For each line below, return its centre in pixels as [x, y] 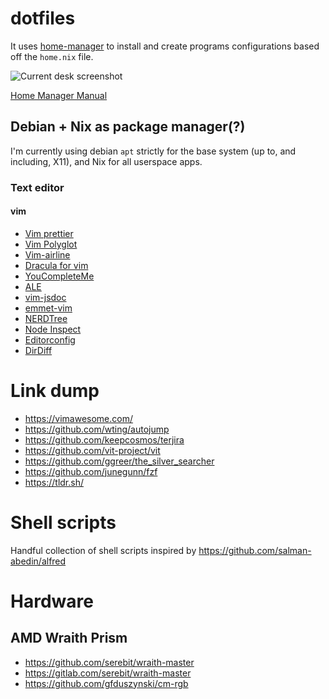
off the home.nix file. [52, 56]
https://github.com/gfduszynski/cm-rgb [106, 683]
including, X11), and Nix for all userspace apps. [106, 161]
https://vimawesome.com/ [79, 418]
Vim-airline [47, 254]
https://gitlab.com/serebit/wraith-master [108, 673]
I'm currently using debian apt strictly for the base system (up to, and [153, 151]
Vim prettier [49, 233]
